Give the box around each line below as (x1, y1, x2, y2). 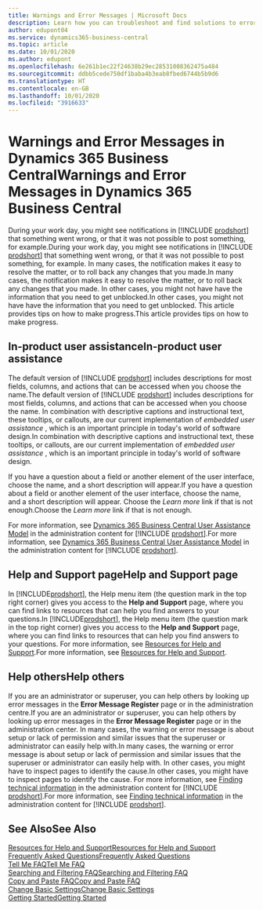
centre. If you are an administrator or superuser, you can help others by (8, 707, 236, 717)
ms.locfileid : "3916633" (8, 99, 89, 107)
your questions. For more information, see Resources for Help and (8, 639, 222, 649)
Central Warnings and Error (8, 166, 186, 185)
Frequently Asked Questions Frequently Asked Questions (8, 851, 190, 861)
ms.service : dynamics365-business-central (8, 33, 149, 42)
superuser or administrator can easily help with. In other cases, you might (8, 758, 246, 767)
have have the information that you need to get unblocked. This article (8, 301, 235, 310)
